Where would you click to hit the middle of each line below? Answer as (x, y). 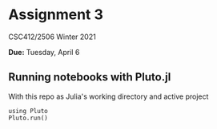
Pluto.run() (28, 118)
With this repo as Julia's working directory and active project (108, 96)
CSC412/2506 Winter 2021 (52, 37)
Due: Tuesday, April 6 (44, 52)
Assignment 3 (56, 15)
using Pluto (28, 111)
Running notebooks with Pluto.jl (90, 77)
